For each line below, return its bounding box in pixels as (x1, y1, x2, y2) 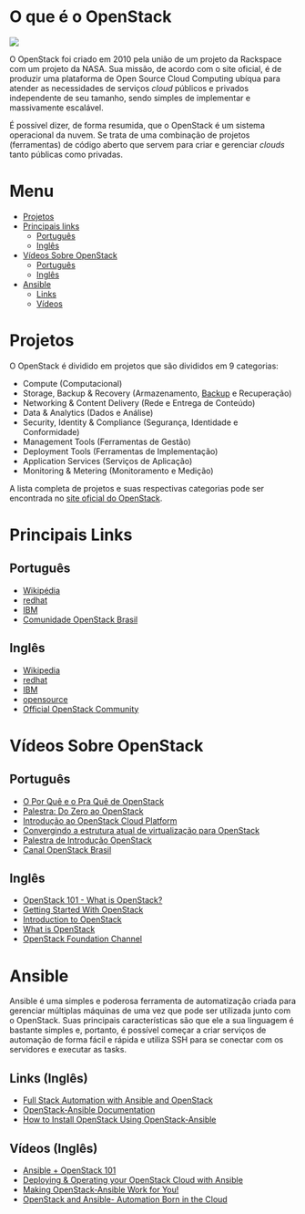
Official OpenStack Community (22, 703, 139, 714)
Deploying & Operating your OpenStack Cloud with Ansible (22, 1175, 244, 1185)
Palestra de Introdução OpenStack (22, 835, 152, 846)
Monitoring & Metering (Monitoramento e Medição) (22, 465, 214, 476)
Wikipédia (22, 585, 61, 596)
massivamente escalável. (9, 102, 104, 113)
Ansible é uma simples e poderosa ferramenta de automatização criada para (9, 996, 297, 1007)
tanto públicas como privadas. (9, 149, 123, 160)
